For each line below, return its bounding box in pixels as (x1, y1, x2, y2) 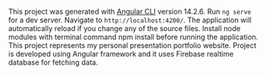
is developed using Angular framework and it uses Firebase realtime (8, 49, 235, 58)
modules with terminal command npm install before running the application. (8, 32, 259, 41)
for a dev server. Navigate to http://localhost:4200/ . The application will (8, 15, 252, 25)
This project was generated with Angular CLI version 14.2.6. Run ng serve (8, 7, 252, 16)
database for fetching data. (8, 57, 99, 67)
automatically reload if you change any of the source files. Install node (8, 24, 241, 33)
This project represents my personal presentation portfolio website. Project (8, 41, 257, 50)
